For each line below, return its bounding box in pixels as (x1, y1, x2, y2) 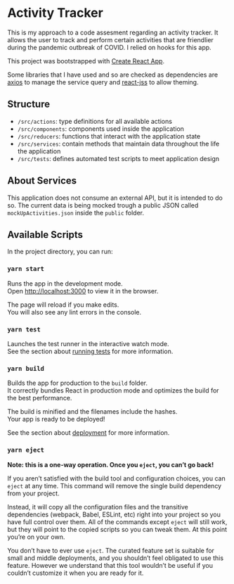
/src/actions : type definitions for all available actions (17, 117, 172, 125)
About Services (7, 174, 77, 187)
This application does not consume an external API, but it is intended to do (7, 193, 223, 202)
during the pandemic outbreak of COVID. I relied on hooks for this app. (7, 43, 212, 51)
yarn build (7, 364, 44, 372)
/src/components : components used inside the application (17, 125, 185, 133)
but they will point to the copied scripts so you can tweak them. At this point (7, 525, 227, 533)
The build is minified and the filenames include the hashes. (7, 407, 178, 416)
